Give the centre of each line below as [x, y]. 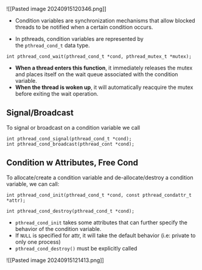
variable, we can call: [33, 184]
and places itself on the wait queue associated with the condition [96, 74]
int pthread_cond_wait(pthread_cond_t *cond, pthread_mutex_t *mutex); [99, 57]
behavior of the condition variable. [58, 229]
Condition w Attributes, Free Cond [72, 163]
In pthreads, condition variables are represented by [79, 39]
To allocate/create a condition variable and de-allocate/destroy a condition [100, 177]
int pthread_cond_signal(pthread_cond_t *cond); [69, 139]
